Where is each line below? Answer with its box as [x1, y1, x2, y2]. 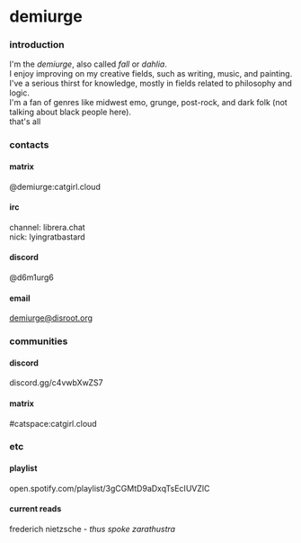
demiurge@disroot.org [9, 312, 93, 323]
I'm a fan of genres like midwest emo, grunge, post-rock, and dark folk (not [9, 97, 288, 108]
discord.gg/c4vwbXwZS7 [9, 377, 103, 388]
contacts [9, 139, 49, 151]
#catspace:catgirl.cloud [9, 418, 97, 429]
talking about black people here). [9, 106, 132, 118]
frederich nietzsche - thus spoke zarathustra [9, 523, 176, 534]
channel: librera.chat [9, 222, 85, 232]
